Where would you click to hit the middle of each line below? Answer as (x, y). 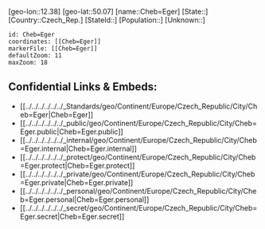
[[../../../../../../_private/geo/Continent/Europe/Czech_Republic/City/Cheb (137, 174)
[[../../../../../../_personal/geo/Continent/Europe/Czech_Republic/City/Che (138, 191)
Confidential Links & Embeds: (83, 87)
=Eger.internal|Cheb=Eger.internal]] (78, 148)
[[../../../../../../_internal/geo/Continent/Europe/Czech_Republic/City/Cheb (138, 140)
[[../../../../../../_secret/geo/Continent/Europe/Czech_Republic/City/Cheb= (138, 207)
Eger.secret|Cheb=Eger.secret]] (72, 216)
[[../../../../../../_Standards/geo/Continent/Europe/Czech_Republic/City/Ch (138, 106)
